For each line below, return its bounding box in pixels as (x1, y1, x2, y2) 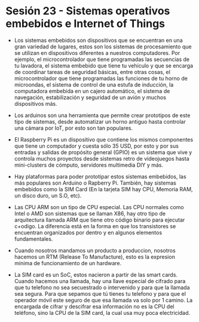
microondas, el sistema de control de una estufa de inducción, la (14, 81, 174, 88)
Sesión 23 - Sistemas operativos (5, 4, 170, 18)
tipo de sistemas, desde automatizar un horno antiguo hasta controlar (14, 118, 186, 125)
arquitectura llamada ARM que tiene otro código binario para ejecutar (14, 216, 185, 223)
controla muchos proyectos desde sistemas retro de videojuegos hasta (14, 155, 189, 162)
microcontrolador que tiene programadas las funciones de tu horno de (14, 75, 188, 82)
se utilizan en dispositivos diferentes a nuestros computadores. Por (14, 49, 180, 56)
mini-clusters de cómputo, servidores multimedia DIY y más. (14, 161, 164, 168)
